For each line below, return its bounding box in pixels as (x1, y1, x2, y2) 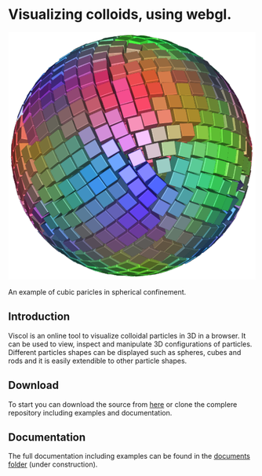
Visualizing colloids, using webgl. (8, 5, 232, 24)
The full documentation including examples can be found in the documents (8, 452, 251, 461)
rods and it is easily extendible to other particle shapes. (8, 356, 187, 365)
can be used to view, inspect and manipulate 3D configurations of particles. (8, 339, 253, 349)
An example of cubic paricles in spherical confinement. (8, 287, 187, 296)
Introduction (8, 310, 71, 324)
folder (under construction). (8, 460, 98, 469)
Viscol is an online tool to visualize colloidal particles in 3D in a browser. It (8, 331, 246, 340)
